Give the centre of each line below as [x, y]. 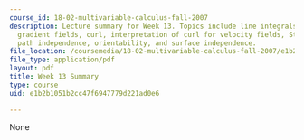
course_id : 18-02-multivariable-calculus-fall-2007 [109, 18]
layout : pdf [32, 69]
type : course [34, 85]
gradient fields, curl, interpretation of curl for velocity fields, [151, 34]
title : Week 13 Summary [54, 77]
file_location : [38, 51]
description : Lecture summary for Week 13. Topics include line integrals [153, 26]
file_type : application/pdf [62, 60]
